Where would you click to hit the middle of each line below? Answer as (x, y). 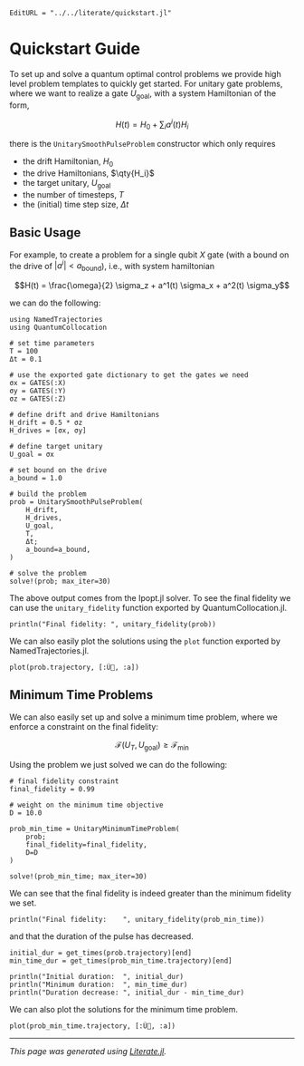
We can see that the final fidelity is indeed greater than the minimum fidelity (151, 893)
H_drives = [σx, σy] (48, 431)
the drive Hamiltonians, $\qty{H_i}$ (89, 173)
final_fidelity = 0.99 (52, 789)
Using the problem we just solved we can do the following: (119, 764)
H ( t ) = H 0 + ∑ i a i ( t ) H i (152, 124)
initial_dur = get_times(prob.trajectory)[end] (101, 953)
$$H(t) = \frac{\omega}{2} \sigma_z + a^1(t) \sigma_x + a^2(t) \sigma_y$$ (152, 286)
